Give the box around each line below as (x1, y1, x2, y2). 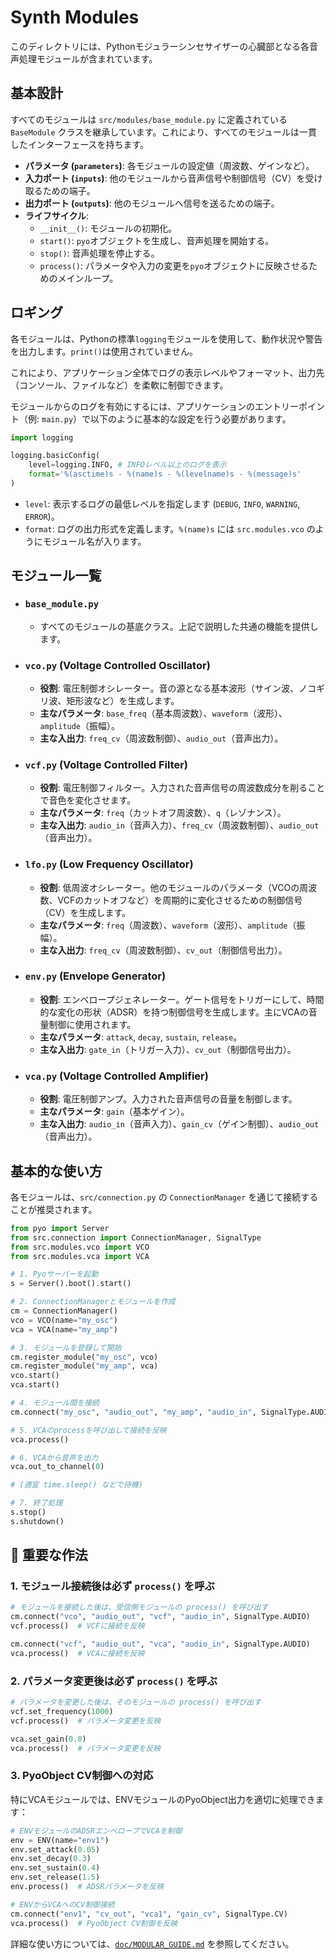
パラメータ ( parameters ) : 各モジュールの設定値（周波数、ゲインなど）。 (24, 159, 315, 171)
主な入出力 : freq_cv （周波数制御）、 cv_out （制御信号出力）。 (39, 944, 288, 956)
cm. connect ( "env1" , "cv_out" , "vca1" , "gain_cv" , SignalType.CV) (10, 1909, 288, 1919)
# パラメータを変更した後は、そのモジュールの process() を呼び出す (10, 1697, 262, 1708)
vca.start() (10, 1380, 60, 1390)
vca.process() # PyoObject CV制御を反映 (10, 1918, 178, 1928)
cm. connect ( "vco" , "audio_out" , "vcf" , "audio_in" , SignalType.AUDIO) (10, 1612, 311, 1622)
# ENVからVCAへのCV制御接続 (10, 1899, 115, 1910)
